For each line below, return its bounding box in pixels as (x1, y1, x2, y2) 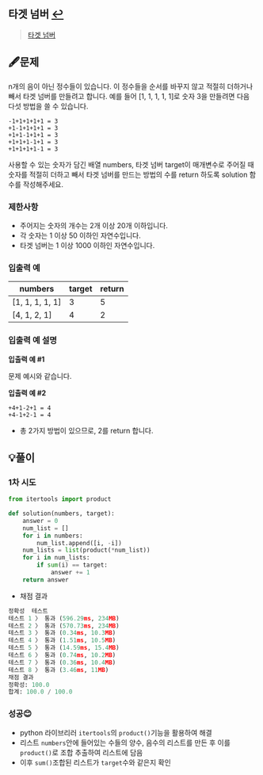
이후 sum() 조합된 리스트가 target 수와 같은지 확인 (19, 758, 172, 767)
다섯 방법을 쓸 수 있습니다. (8, 101, 89, 111)
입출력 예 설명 (8, 335, 58, 346)
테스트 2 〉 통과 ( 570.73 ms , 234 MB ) (8, 621, 120, 630)
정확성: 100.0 (8, 681, 50, 689)
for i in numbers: (22, 532, 83, 540)
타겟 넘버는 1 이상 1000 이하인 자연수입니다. (19, 240, 155, 250)
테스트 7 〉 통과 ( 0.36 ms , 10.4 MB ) (8, 659, 116, 666)
